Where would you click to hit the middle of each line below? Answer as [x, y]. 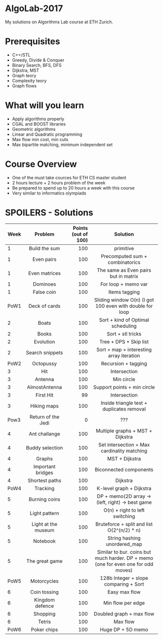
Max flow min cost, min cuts [40, 139]
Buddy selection [44, 447]
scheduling [124, 326]
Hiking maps [45, 406]
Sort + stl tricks [124, 334]
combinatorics [124, 262]
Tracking [45, 488]
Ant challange [45, 433]
